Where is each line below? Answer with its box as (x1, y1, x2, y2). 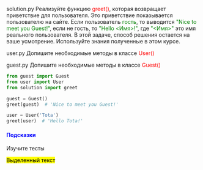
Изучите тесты (6, 145, 45, 152)
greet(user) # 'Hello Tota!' (6, 118, 84, 124)
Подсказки (6, 131, 36, 138)
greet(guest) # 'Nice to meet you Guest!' (6, 101, 119, 108)
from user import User (6, 79, 64, 85)
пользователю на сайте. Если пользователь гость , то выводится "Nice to (6, 18, 197, 25)
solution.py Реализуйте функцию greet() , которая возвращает (6, 6, 166, 12)
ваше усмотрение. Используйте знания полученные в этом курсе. (6, 38, 180, 45)
